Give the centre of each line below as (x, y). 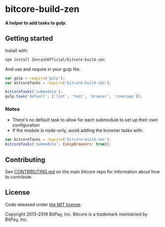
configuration (26, 125)
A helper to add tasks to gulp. (36, 23)
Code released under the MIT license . (43, 204)
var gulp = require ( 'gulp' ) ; (35, 78)
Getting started (29, 38)
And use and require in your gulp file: (43, 69)
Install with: (17, 50)
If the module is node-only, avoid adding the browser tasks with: (78, 131)
